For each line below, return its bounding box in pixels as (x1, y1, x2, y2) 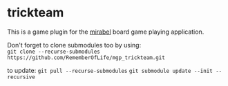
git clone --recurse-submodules (7, 48, 100, 55)
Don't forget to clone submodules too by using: (7, 41, 142, 49)
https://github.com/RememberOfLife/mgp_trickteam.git (7, 54, 166, 61)
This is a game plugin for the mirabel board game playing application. (7, 28, 205, 36)
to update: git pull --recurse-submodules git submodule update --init (7, 66, 213, 74)
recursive (7, 74, 36, 80)
